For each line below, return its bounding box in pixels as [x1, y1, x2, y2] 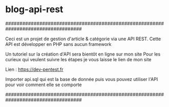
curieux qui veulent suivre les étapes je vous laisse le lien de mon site [5, 56, 152, 62]
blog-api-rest [5, 4, 64, 15]
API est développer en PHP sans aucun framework [5, 41, 112, 47]
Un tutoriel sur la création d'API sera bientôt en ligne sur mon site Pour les [5, 51, 161, 57]
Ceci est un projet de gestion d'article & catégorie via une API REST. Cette [5, 36, 161, 42]
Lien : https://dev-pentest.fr [5, 66, 64, 72]
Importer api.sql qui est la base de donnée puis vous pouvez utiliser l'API [5, 76, 158, 82]
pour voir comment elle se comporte [5, 82, 82, 88]
